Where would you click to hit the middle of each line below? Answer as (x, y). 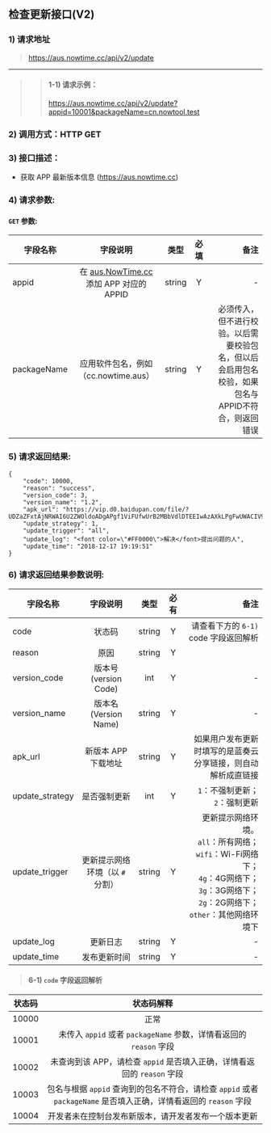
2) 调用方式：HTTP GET (55, 134)
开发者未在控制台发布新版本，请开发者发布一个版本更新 (152, 1116)
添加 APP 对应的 (116, 284)
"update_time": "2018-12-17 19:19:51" (88, 546)
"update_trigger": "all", (67, 531)
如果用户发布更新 (226, 739)
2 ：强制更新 (236, 802)
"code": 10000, (48, 481)
